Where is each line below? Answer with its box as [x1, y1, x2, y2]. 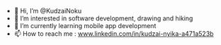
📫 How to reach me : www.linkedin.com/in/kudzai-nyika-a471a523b [13, 30, 214, 38]
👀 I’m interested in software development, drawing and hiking [13, 14, 193, 22]
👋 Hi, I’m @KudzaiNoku [13, 7, 82, 15]
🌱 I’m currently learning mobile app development [13, 22, 157, 30]
